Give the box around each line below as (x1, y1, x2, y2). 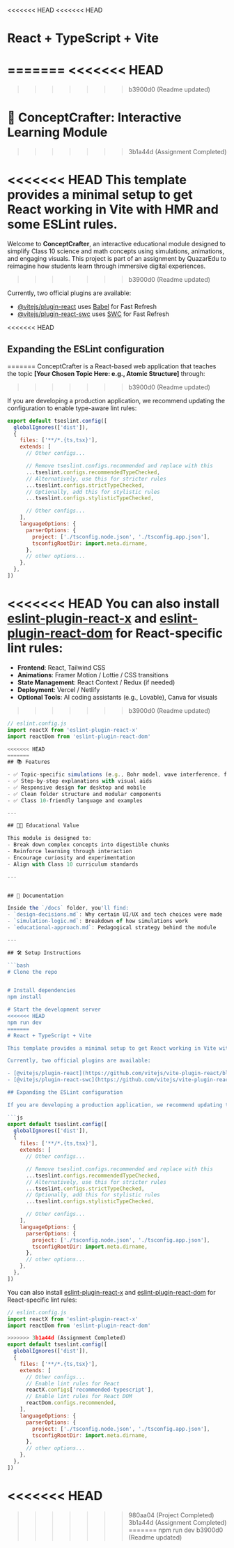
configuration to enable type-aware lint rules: (7, 404, 137, 412)
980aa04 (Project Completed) (128, 1510, 214, 1519)
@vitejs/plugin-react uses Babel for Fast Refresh (17, 303, 157, 310)
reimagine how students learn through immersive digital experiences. (7, 262, 206, 270)
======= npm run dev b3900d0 (128, 1526, 224, 1534)
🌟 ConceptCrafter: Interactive (7, 110, 182, 126)
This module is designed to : (7, 835, 92, 842)
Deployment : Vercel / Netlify (17, 685, 100, 693)
